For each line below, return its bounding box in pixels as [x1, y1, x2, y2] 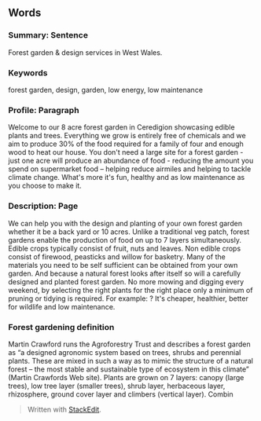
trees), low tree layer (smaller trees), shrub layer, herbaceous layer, [8, 381, 226, 390]
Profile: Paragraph [8, 104, 80, 115]
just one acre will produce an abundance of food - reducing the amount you [8, 156, 254, 166]
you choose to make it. [8, 181, 83, 191]
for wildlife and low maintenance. [8, 302, 116, 311]
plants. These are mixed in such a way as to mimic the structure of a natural [8, 356, 254, 365]
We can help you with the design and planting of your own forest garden [8, 218, 242, 228]
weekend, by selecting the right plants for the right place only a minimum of [8, 285, 253, 295]
